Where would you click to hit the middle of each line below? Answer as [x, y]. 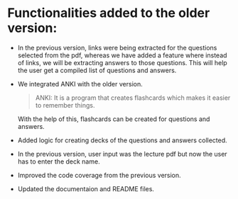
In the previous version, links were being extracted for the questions [117, 47]
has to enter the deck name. [59, 161]
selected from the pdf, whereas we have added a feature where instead [122, 55]
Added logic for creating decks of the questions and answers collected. [122, 140]
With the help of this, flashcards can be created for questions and [114, 119]
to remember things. [65, 105]
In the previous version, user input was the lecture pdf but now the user [122, 154]
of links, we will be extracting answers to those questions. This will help [122, 62]
